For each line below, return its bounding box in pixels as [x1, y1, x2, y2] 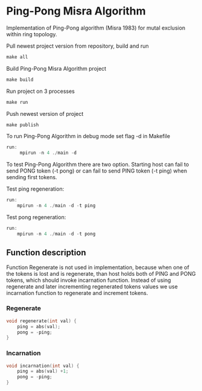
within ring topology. [6, 30, 57, 37]
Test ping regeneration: [6, 185, 65, 192]
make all [6, 54, 28, 60]
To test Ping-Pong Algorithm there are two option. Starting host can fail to [6, 161, 189, 168]
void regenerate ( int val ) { [6, 318, 77, 324]
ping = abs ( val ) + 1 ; [17, 368, 69, 375]
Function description [6, 247, 86, 258]
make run [6, 99, 28, 105]
